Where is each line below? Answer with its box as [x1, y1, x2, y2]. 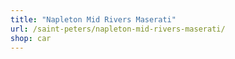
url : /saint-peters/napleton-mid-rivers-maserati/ [10, 24, 226, 34]
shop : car [10, 33, 52, 43]
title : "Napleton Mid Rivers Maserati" [10, 14, 177, 25]
